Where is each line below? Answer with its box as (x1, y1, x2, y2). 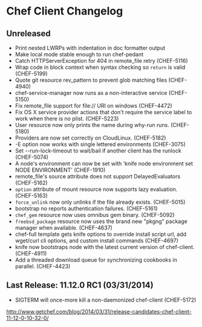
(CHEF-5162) (15, 180, 48, 186)
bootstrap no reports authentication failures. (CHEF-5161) (15, 205, 158, 212)
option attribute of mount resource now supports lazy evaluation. (15, 186, 178, 193)
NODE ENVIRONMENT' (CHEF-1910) (15, 166, 106, 173)
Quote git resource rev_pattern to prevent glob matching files (15, 77, 168, 83)
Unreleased (6, 28, 51, 39)
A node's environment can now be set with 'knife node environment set (15, 160, 194, 167)
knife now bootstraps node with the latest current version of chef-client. (15, 244, 195, 250)
